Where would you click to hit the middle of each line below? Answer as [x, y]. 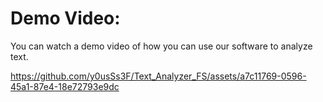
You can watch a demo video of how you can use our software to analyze [161, 46]
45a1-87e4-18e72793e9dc [65, 86]
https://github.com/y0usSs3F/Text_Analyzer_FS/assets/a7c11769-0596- [158, 76]
